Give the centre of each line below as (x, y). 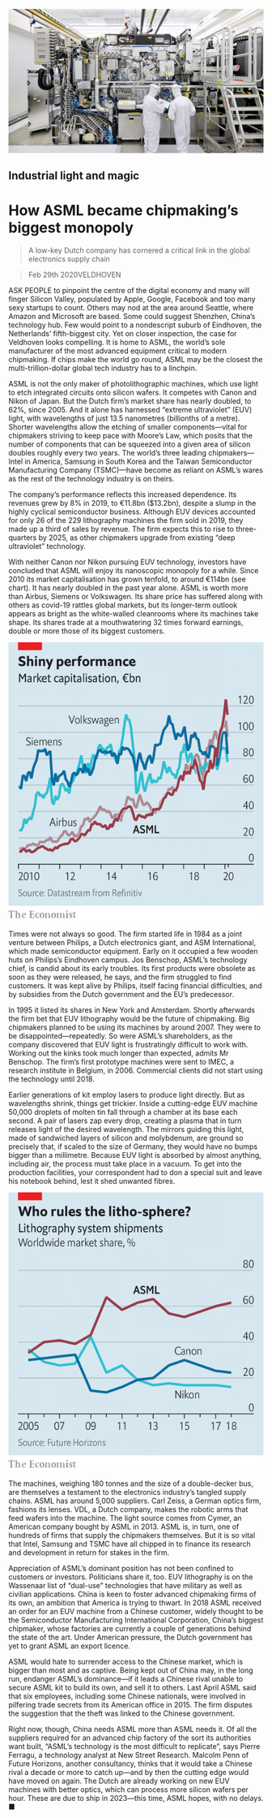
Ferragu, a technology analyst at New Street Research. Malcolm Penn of (129, 1755)
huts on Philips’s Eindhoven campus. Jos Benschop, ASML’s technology (128, 960)
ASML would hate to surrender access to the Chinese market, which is (126, 1662)
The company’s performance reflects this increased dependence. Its (123, 494)
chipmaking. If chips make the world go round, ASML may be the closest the (136, 359)
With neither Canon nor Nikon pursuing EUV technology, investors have (127, 562)
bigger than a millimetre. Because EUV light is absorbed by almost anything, (135, 1155)
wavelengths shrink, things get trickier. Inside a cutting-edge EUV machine (133, 1103)
